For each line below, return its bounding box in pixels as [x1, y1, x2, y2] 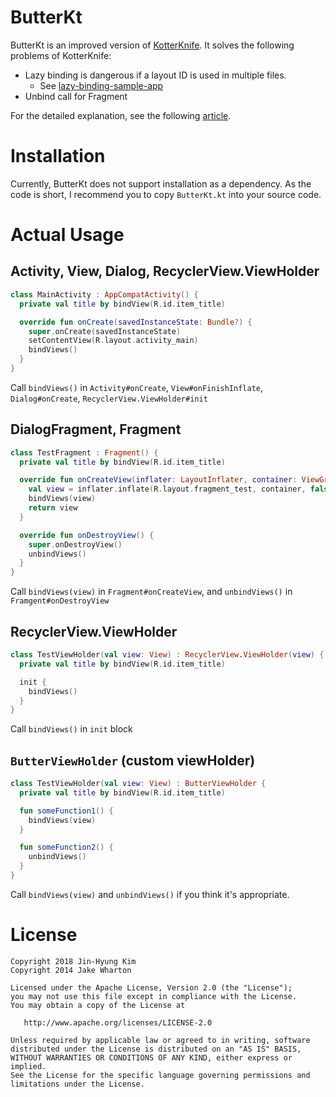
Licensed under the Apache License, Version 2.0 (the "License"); [10, 982, 293, 993]
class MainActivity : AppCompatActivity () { [10, 289, 199, 300]
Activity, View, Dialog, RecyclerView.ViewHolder [10, 263, 320, 280]
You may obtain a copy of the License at [10, 1000, 186, 1010]
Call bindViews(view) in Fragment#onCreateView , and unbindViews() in [10, 586, 293, 598]
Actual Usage [10, 224, 125, 246]
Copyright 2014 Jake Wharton [10, 965, 132, 975]
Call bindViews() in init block [10, 723, 133, 735]
